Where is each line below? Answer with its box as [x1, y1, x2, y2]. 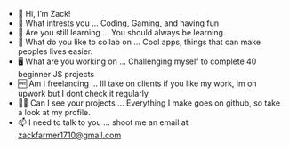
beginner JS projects [17, 69, 95, 79]
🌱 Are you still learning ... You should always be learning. [17, 27, 226, 37]
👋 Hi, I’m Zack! [17, 9, 71, 19]
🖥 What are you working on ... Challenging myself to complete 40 [17, 56, 257, 67]
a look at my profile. [17, 107, 91, 117]
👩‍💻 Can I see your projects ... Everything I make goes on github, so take [17, 98, 281, 108]
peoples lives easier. [17, 46, 93, 57]
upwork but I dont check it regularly [17, 89, 149, 98]
